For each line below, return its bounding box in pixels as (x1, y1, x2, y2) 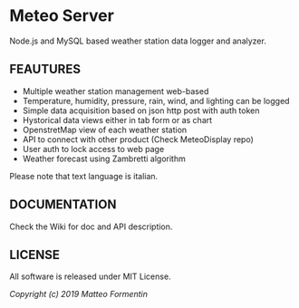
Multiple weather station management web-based (22, 85, 209, 96)
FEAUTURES (9, 62, 82, 77)
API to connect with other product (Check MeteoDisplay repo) (22, 133, 254, 145)
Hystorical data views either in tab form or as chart (22, 114, 213, 125)
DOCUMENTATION (9, 197, 117, 213)
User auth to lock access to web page (22, 143, 165, 154)
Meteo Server (9, 5, 115, 26)
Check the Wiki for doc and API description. (9, 221, 173, 232)
